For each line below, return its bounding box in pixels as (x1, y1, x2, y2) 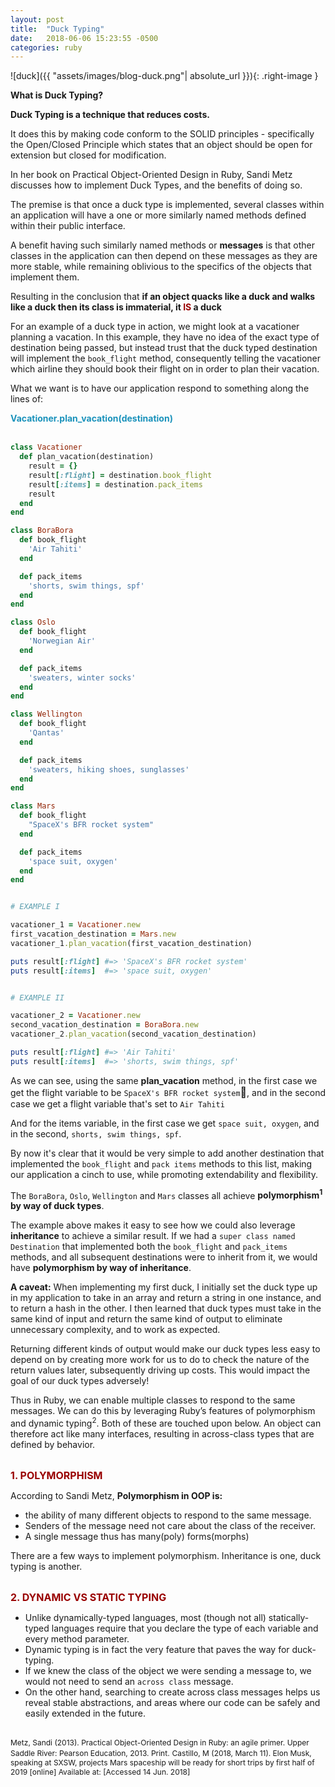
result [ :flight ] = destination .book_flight (28, 470, 213, 480)
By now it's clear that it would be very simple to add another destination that (10, 1147, 325, 1159)
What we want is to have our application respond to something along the (10, 382, 310, 395)
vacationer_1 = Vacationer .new (10, 920, 141, 930)
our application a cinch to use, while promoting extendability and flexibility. (10, 1168, 318, 1180)
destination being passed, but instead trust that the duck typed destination (10, 342, 318, 354)
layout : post (10, 14, 65, 25)
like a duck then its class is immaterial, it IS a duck (10, 301, 222, 313)
